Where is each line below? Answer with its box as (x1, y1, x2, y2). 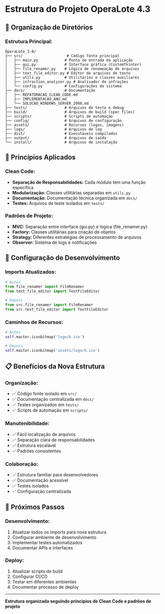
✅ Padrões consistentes (12, 448, 61, 454)
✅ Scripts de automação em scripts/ (12, 407, 88, 413)
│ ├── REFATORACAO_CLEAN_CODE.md (5, 92, 78, 97)
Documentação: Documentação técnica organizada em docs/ (12, 195, 137, 201)
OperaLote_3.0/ (5, 49, 36, 54)
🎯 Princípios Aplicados (5, 153, 76, 161)
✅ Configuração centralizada (12, 488, 71, 494)
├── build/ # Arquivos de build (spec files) (5, 110, 135, 115)
